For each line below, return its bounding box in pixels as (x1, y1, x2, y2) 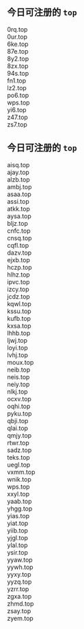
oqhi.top (7, 402, 31, 410)
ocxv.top (7, 394, 32, 403)
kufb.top (7, 314, 31, 322)
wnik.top (7, 475, 32, 483)
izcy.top (7, 285, 29, 293)
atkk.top (7, 204, 31, 213)
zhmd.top (7, 599, 34, 608)
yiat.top (7, 519, 29, 527)
